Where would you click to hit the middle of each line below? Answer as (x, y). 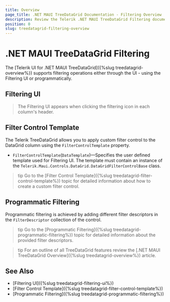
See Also (19, 271)
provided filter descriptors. (46, 240)
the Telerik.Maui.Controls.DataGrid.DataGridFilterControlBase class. (87, 166)
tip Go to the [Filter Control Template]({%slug (65, 175)
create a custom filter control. (49, 186)
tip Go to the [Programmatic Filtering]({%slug (65, 229)
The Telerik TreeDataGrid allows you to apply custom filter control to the (80, 140)
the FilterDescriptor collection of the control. (53, 220)
